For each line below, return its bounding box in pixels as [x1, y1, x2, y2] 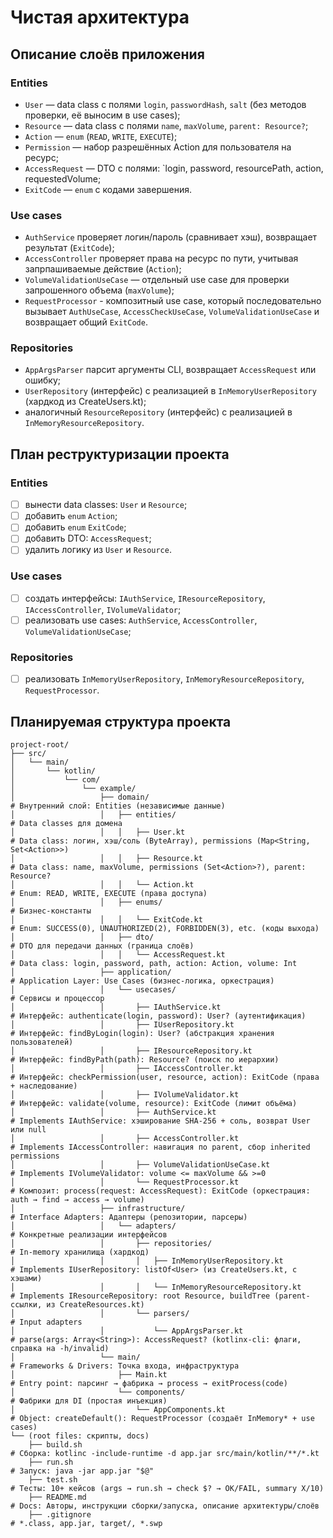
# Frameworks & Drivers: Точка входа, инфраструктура [10, 1361, 240, 1371]
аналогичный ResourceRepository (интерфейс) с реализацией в [24, 406, 293, 418]
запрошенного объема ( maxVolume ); [24, 284, 175, 296]
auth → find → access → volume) [10, 1195, 145, 1205]
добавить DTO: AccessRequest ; [24, 532, 152, 545]
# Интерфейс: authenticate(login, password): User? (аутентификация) [10, 1011, 307, 1021]
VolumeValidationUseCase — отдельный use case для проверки [24, 274, 290, 286]
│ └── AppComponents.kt [10, 1405, 226, 1415]
